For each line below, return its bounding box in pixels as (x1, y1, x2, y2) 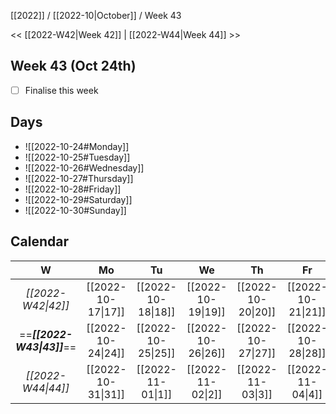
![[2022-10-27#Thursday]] (24, 172, 134, 184)
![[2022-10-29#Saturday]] (24, 193, 133, 205)
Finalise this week (24, 84, 99, 96)
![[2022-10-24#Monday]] (24, 140, 130, 152)
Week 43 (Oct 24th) (10, 58, 137, 75)
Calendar (10, 233, 69, 250)
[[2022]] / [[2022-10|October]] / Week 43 (10, 10, 182, 21)
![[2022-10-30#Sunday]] (24, 204, 127, 216)
